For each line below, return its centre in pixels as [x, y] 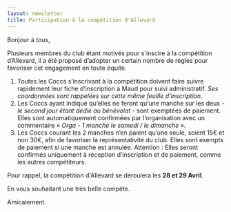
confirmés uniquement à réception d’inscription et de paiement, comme [119, 154]
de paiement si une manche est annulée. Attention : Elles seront [108, 147]
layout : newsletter [35, 13]
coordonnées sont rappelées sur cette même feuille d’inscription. [110, 96]
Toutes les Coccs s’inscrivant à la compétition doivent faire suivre [110, 81]
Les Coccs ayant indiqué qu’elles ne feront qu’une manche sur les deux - [121, 103]
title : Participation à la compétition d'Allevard [81, 20]
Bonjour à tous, [29, 39]
